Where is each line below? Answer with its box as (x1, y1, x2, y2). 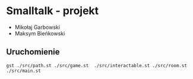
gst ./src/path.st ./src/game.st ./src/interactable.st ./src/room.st (6, 62, 187, 68)
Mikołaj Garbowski (14, 24, 61, 31)
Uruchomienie (6, 47, 60, 57)
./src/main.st (6, 68, 42, 74)
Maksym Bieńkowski (14, 29, 65, 37)
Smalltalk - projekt (6, 4, 99, 18)
